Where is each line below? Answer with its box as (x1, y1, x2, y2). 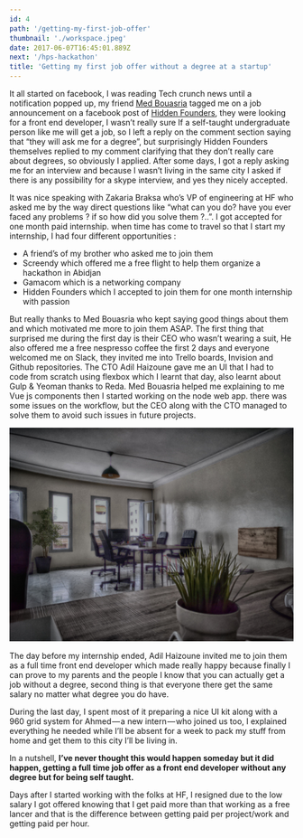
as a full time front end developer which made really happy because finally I (9, 660, 291, 671)
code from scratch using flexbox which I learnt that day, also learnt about (9, 372, 281, 381)
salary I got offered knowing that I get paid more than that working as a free (9, 799, 290, 809)
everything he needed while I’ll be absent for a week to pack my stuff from (9, 726, 286, 736)
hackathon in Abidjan (22, 268, 102, 278)
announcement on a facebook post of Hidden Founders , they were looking (9, 108, 286, 118)
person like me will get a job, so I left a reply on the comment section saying (9, 127, 291, 137)
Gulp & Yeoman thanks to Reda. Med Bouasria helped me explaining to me (9, 381, 285, 391)
